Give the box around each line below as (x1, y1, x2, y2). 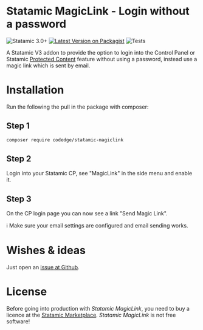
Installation (6, 83, 64, 97)
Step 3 (6, 194, 32, 204)
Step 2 (6, 153, 32, 164)
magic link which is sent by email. (6, 62, 91, 69)
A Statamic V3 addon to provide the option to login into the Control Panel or (6, 49, 196, 56)
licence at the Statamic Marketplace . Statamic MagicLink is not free (6, 311, 176, 319)
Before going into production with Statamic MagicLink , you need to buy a (6, 305, 190, 312)
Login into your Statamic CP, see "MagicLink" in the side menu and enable (6, 170, 193, 177)
